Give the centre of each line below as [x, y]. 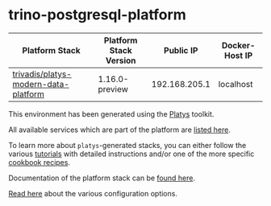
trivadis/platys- [42, 74]
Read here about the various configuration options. [93, 193]
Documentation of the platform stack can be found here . [102, 178]
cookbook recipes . [40, 162]
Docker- [238, 45]
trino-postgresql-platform [98, 15]
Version [121, 60]
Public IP [181, 50]
